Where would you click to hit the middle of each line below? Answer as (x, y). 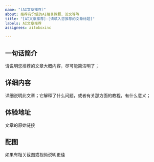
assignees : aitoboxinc (28, 28)
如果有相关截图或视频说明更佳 (35, 155)
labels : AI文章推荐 (23, 23)
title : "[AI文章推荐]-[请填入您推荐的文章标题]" (50, 19)
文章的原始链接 (20, 125)
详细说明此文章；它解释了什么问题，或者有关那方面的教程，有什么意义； (78, 95)
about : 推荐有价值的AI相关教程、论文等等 (42, 14)
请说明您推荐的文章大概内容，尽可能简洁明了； (52, 66)
